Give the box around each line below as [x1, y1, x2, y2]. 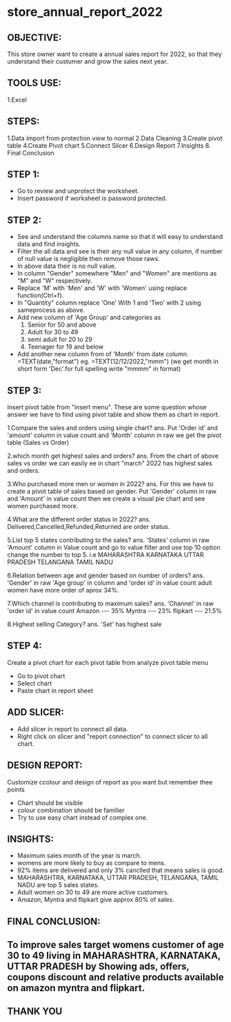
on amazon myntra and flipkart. [7, 982, 145, 994]
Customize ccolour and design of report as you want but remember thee [7, 778, 213, 786]
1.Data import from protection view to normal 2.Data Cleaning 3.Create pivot [7, 134, 223, 142]
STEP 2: [7, 214, 42, 226]
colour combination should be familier [17, 806, 125, 814]
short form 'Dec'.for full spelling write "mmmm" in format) [17, 365, 181, 373]
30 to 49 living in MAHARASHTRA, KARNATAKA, [7, 950, 221, 962]
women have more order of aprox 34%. [7, 586, 119, 595]
